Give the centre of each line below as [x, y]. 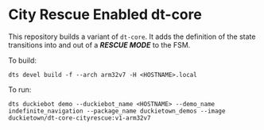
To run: [20, 90]
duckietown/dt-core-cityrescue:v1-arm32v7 [80, 118]
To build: [23, 60]
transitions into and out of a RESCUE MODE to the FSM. [99, 44]
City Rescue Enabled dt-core [105, 15]
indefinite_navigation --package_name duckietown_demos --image [117, 111]
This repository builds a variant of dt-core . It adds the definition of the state [132, 36]
